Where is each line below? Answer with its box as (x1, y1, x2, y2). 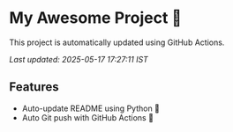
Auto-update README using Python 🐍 (21, 103, 161, 114)
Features (9, 79, 59, 95)
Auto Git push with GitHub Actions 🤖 (21, 112, 154, 122)
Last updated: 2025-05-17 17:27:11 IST (9, 54, 148, 64)
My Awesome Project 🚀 (9, 8, 183, 28)
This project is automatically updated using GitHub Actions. (9, 37, 225, 48)
